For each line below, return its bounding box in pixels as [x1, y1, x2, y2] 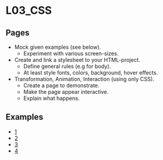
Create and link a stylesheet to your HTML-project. [14, 57, 141, 63]
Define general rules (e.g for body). [23, 63, 111, 70]
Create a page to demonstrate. [23, 82, 100, 89]
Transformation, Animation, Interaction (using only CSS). [14, 76, 155, 82]
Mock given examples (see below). [14, 43, 102, 51]
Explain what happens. [23, 94, 80, 102]
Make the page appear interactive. [23, 88, 109, 95]
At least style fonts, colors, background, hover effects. [23, 69, 158, 76]
